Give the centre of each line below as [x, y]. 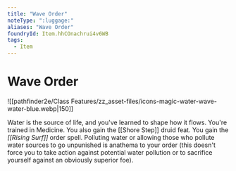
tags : [15, 40]
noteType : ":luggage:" [41, 20]
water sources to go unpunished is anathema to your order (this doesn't [112, 145]
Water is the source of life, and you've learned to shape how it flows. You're [117, 122]
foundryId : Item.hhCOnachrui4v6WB [58, 34]
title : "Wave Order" [38, 14]
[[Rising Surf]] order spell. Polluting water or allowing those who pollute [111, 137]
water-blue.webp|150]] [41, 108]
